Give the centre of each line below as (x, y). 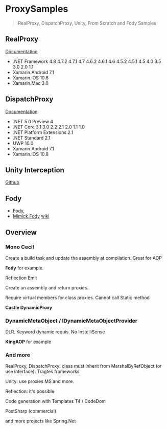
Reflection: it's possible (30, 391)
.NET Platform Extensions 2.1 (43, 132)
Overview (21, 232)
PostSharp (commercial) (31, 411)
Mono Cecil (20, 247)
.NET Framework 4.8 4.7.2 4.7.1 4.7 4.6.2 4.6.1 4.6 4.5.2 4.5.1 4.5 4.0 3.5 (87, 61)
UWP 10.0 (23, 143)
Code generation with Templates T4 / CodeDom (56, 401)
